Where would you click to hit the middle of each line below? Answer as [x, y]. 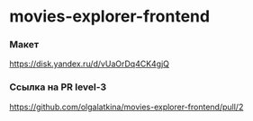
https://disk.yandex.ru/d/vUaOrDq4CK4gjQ [89, 64]
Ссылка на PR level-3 [58, 87]
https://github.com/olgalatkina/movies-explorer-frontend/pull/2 [126, 107]
